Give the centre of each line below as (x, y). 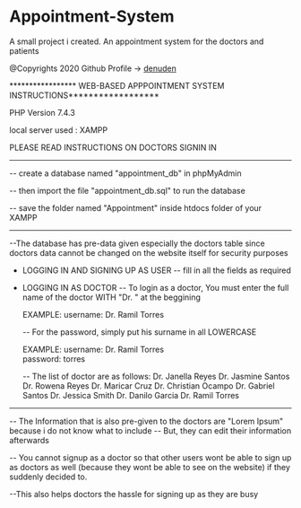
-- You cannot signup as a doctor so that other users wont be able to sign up (150, 457)
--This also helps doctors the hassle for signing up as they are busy (134, 494)
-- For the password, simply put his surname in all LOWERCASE (139, 332)
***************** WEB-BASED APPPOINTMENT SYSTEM (117, 85)
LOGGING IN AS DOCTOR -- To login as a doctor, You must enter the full (155, 287)
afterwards (29, 440)
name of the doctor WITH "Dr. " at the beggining (112, 297)
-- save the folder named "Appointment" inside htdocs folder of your (136, 207)
